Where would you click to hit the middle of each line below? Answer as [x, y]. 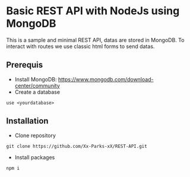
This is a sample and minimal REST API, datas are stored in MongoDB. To [95, 40]
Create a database [37, 92]
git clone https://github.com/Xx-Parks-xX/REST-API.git [77, 146]
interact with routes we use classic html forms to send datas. [80, 46]
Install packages [35, 157]
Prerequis [25, 65]
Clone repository [35, 135]
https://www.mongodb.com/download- [106, 79]
